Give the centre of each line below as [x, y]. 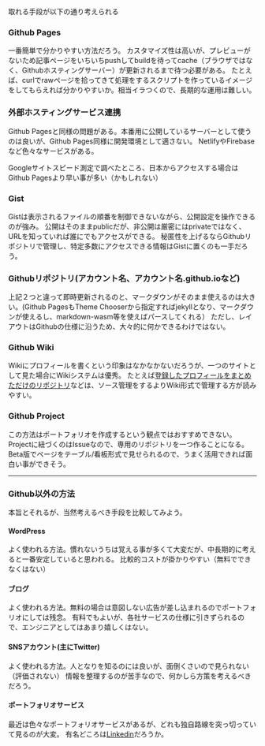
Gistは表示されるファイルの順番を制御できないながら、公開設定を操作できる [132, 216]
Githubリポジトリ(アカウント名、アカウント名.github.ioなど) [124, 278]
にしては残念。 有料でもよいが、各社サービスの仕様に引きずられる [130, 617]
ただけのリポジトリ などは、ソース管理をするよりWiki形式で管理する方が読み [132, 386]
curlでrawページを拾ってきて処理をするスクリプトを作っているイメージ [137, 80]
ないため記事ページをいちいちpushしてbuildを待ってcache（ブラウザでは [127, 61]
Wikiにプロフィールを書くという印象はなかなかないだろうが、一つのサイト [129, 366]
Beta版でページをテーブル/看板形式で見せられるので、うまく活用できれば [127, 454]
